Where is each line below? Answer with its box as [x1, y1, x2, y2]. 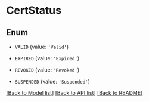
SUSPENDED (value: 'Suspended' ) [14, 78, 91, 85]
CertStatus [6, 4, 61, 17]
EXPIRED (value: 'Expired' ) [14, 55, 79, 61]
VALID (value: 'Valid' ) [14, 43, 69, 50]
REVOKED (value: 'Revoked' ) [14, 66, 79, 73]
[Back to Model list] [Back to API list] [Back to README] [6, 89, 143, 96]
